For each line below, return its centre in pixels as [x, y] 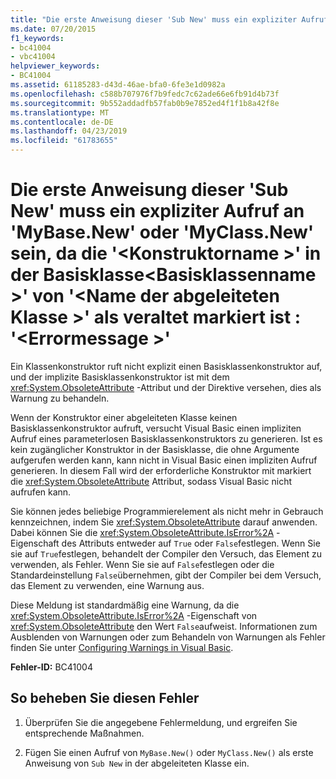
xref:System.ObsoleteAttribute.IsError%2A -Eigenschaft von [134, 615]
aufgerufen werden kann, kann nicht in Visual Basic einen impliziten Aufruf [164, 460]
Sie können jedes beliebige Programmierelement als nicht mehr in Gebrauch [167, 511]
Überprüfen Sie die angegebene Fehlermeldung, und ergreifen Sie [161, 722]
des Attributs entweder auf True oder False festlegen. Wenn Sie [191, 543]
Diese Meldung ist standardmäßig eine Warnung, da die [125, 605]
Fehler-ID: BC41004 [51, 667]
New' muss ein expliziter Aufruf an [157, 211]
